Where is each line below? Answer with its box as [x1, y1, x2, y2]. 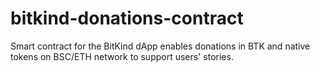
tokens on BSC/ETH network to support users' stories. [10, 50, 234, 62]
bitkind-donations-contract [10, 7, 244, 30]
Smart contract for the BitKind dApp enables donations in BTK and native [10, 40, 311, 52]
